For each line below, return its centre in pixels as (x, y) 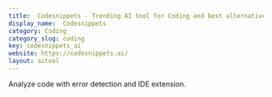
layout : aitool (34, 61)
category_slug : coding (47, 38)
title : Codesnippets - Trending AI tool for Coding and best (115, 16)
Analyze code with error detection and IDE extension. (97, 84)
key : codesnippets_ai (45, 46)
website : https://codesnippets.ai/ (68, 53)
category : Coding (38, 31)
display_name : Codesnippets (57, 23)
